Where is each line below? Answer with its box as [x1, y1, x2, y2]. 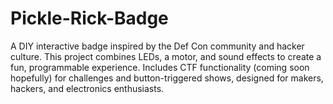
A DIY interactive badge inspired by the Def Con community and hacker [10, 40, 305, 52]
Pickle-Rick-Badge [10, 7, 169, 30]
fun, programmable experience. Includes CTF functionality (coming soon [10, 61, 310, 73]
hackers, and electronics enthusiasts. [10, 82, 165, 94]
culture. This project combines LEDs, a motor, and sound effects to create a [10, 50, 322, 62]
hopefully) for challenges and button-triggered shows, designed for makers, [10, 72, 324, 84]
